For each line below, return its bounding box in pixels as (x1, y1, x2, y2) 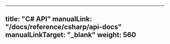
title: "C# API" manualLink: (5, 15, 92, 23)
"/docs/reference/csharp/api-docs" (5, 23, 122, 31)
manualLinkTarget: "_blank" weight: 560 (5, 31, 137, 39)
